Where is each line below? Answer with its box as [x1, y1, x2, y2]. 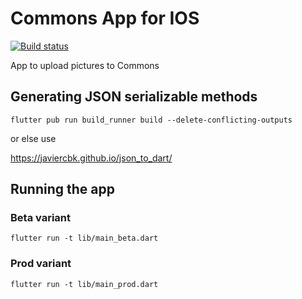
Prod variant [10, 257, 72, 271]
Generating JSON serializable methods [10, 88, 258, 106]
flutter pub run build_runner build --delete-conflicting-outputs [10, 115, 293, 125]
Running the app [10, 181, 115, 198]
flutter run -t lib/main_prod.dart [10, 279, 159, 289]
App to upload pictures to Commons [10, 59, 160, 71]
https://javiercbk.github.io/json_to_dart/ [10, 152, 173, 164]
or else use [10, 132, 57, 144]
